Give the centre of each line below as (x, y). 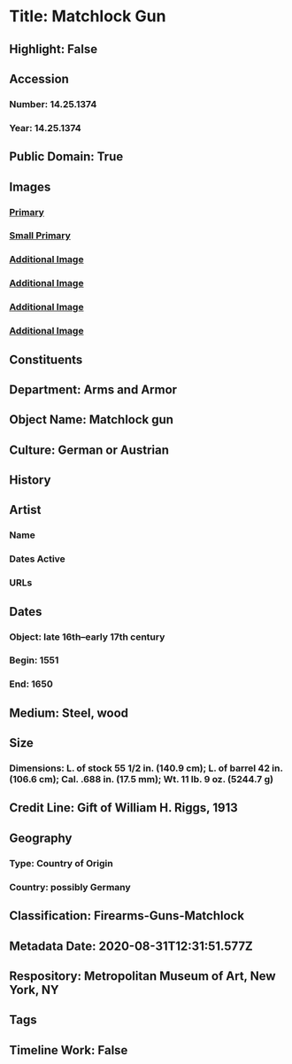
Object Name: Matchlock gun (92, 419)
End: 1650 (31, 684)
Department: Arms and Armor (93, 389)
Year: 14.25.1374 (45, 128)
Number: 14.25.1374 (53, 104)
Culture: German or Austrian (89, 450)
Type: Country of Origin (61, 863)
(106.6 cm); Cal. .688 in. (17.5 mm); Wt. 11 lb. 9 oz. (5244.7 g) (142, 780)
